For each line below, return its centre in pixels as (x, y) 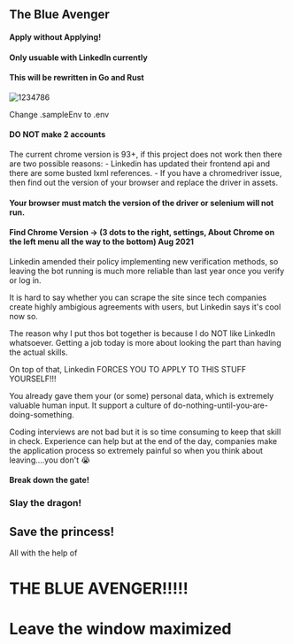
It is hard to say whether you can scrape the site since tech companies (138, 297)
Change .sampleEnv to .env (59, 114)
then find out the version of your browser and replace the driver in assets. (144, 182)
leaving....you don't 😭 (50, 460)
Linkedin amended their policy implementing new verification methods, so (144, 261)
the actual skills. (39, 352)
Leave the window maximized (120, 629)
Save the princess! (62, 531)
